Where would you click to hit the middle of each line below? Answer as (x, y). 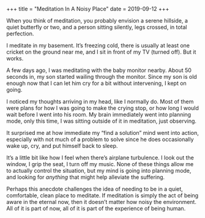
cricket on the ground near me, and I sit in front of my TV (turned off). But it (101, 52)
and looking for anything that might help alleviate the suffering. (86, 177)
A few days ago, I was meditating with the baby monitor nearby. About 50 (99, 70)
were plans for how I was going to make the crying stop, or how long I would (102, 108)
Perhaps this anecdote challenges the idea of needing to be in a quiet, (95, 189)
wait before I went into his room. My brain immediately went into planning (99, 114)
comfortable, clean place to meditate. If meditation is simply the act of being (102, 195)
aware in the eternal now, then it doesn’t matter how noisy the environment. (102, 202)
